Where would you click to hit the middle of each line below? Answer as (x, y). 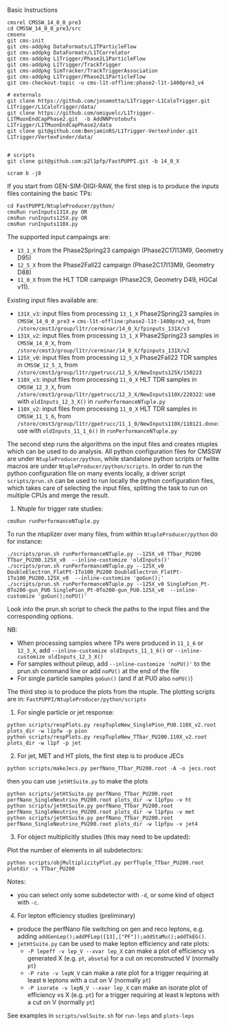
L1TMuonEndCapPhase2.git (43, 119)
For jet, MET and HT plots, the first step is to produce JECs (100, 756)
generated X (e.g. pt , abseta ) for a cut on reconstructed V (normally (123, 958)
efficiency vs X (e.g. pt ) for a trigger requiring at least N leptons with (123, 995)
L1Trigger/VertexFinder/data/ (50, 137)
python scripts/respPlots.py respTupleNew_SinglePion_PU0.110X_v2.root (112, 725)
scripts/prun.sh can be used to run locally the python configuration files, (111, 481)
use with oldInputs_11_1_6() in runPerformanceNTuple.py (97, 431)
